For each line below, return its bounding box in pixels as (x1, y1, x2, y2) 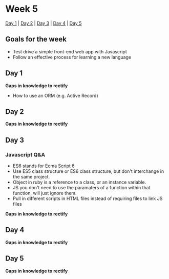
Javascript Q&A (5, 151, 45, 158)
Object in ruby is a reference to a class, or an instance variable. (12, 179, 146, 185)
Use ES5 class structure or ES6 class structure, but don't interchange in (12, 168, 164, 174)
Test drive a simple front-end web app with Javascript (12, 48, 127, 54)
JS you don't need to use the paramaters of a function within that (12, 185, 151, 191)
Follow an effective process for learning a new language (12, 54, 132, 60)
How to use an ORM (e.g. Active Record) (12, 92, 98, 98)
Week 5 (5, 3, 38, 15)
